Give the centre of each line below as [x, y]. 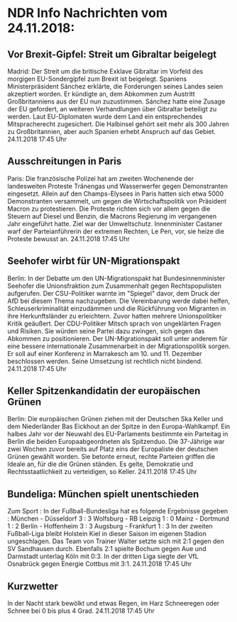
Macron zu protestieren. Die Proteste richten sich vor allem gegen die [109, 209]
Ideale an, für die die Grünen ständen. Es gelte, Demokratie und [100, 464]
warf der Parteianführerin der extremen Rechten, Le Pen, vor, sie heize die [116, 231]
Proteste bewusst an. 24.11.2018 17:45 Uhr [68, 238]
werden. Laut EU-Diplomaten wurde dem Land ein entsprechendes [105, 116]
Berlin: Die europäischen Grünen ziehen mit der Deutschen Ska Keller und [115, 419]
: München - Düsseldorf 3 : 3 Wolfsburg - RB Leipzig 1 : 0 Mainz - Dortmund [118, 518]
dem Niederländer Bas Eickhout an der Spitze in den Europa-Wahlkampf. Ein [119, 426]
